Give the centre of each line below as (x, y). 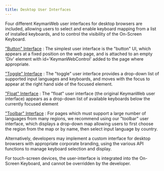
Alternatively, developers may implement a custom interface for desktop (78, 138)
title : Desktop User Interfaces (38, 10)
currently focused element (32, 104)
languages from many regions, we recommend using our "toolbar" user (77, 118)
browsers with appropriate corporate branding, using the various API (74, 143)
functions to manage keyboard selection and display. (58, 149)
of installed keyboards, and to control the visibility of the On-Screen (73, 34)
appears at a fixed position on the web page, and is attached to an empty (79, 54)
